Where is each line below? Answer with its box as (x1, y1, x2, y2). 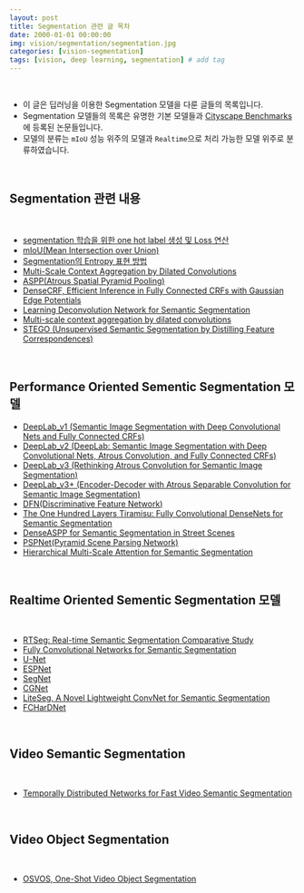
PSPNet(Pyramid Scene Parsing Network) (22, 536, 179, 547)
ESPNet (22, 663, 52, 674)
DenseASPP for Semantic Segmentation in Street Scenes (22, 527, 236, 538)
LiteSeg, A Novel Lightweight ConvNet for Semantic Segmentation (22, 692, 270, 703)
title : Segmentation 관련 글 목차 (9, 22, 131, 31)
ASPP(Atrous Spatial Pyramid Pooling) (22, 275, 165, 286)
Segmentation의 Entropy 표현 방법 (22, 255, 148, 266)
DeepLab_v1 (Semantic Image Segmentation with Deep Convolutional (22, 421, 281, 432)
